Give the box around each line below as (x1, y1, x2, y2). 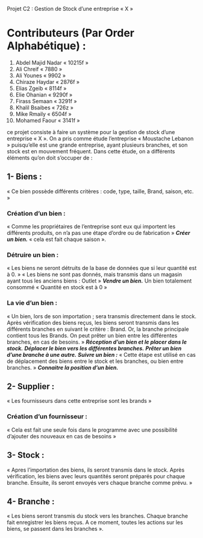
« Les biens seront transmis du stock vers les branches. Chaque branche (7, 513, 189, 520)
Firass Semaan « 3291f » (15, 97, 77, 104)
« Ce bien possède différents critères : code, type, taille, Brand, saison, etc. (7, 187, 194, 195)
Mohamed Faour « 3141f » (15, 117, 80, 124)
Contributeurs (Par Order (7, 27, 135, 40)
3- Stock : (7, 450, 45, 461)
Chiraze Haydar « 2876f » (15, 78, 80, 85)
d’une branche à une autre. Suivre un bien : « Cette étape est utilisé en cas (7, 351, 196, 358)
